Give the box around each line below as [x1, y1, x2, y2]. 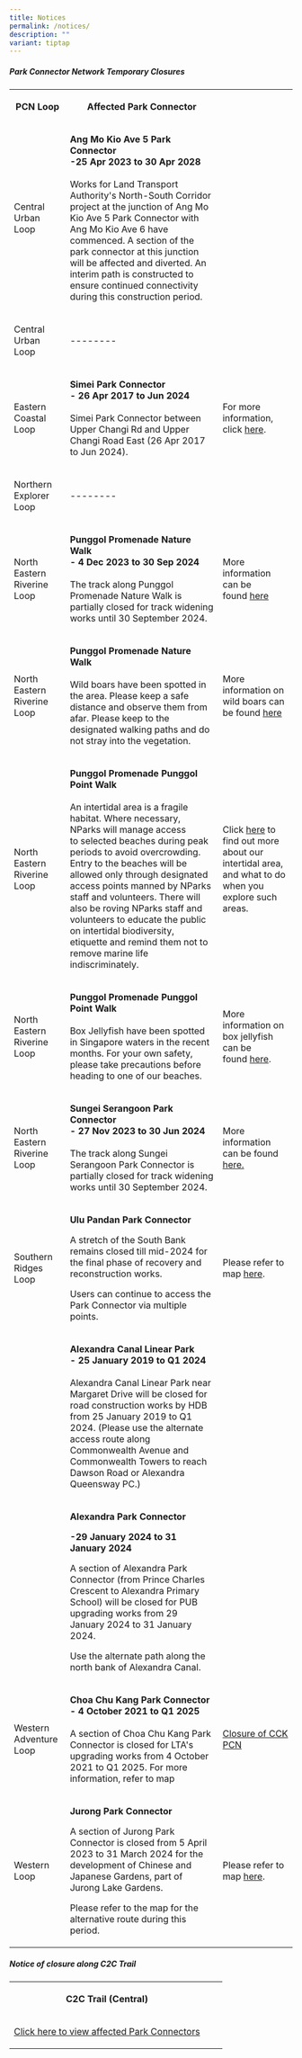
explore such [222, 891, 278, 904]
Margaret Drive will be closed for [69, 1388, 209, 1400]
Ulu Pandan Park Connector [69, 1213, 191, 1226]
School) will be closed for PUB [69, 1596, 198, 1608]
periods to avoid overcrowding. [69, 846, 201, 859]
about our [222, 846, 263, 859]
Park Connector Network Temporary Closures [9, 66, 185, 76]
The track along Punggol [69, 578, 173, 591]
